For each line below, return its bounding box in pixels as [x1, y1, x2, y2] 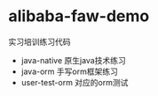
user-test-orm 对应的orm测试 [20, 77, 129, 87]
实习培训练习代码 [8, 36, 71, 47]
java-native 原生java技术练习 [20, 55, 126, 65]
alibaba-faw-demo [8, 6, 150, 26]
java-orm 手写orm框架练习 [20, 66, 119, 77]
